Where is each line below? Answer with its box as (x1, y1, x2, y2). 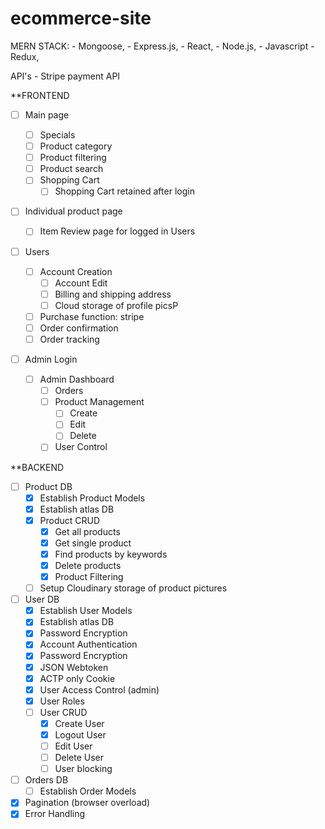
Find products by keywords (54, 548, 168, 560)
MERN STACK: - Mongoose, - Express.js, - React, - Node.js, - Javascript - (10, 40, 315, 52)
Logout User (54, 728, 107, 741)
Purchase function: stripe (39, 310, 145, 322)
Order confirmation (39, 322, 119, 334)
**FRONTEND (10, 89, 70, 101)
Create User (54, 717, 105, 729)
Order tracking (39, 333, 100, 345)
